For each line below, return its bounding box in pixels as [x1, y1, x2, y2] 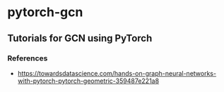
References [7, 53, 48, 63]
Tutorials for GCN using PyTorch [7, 32, 153, 44]
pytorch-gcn [7, 4, 83, 20]
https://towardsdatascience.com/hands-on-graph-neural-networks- [17, 69, 217, 77]
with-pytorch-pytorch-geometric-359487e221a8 [17, 77, 160, 85]
